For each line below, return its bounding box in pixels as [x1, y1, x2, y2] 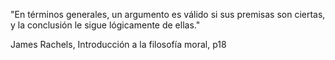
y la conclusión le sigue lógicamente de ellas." [10, 19, 201, 31]
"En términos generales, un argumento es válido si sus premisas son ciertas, [10, 9, 326, 20]
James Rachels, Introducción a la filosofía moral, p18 [10, 39, 227, 50]
